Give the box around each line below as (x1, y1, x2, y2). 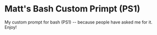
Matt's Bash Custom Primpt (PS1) (4, 3, 141, 14)
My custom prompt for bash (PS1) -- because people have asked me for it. (4, 19, 153, 25)
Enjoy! (4, 24, 17, 30)
